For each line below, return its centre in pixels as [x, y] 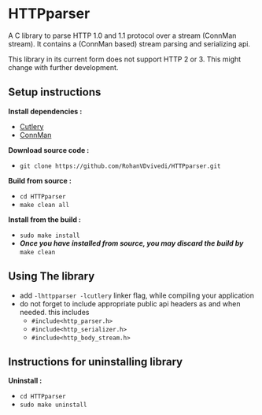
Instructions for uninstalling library [96, 362]
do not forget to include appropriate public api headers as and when [130, 303]
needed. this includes [54, 312]
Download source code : [49, 150]
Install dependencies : [45, 111]
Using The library [52, 276]
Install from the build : [44, 219]
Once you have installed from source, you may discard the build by [131, 243]
